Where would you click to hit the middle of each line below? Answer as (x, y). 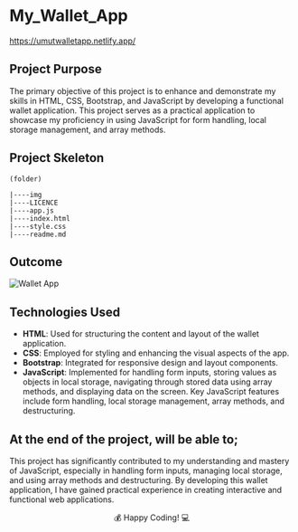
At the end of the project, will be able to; (124, 439)
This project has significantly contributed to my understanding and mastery (149, 461)
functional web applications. (62, 499)
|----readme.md (38, 234)
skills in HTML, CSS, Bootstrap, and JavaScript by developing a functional (147, 100)
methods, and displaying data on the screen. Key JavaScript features (151, 392)
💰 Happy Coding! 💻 (152, 518)
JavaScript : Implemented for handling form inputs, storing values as (149, 373)
